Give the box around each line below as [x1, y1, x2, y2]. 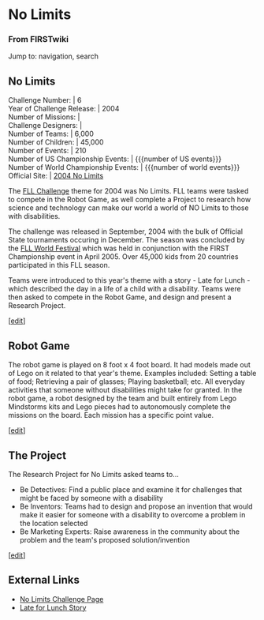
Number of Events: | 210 [8, 146, 87, 156]
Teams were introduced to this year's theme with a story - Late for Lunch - [8, 276, 251, 285]
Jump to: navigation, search [8, 51, 99, 61]
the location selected [19, 518, 88, 528]
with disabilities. [8, 212, 61, 221]
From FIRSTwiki [8, 34, 69, 45]
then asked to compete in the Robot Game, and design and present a [8, 292, 232, 302]
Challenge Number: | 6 [8, 96, 82, 105]
